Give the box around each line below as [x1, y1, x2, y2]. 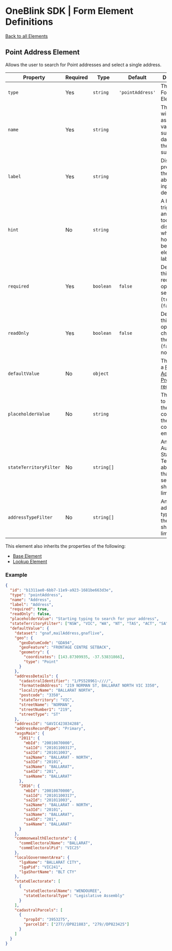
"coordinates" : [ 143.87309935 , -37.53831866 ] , [24, 655, 125, 660]
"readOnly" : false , [10, 612, 52, 617]
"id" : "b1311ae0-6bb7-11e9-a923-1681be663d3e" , [10, 587, 114, 593]
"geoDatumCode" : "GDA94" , [18, 640, 74, 645]
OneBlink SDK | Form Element [5, 5, 134, 17]
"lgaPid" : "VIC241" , [18, 864, 63, 870]
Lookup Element [12, 558, 48, 564]
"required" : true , [10, 606, 50, 612]
